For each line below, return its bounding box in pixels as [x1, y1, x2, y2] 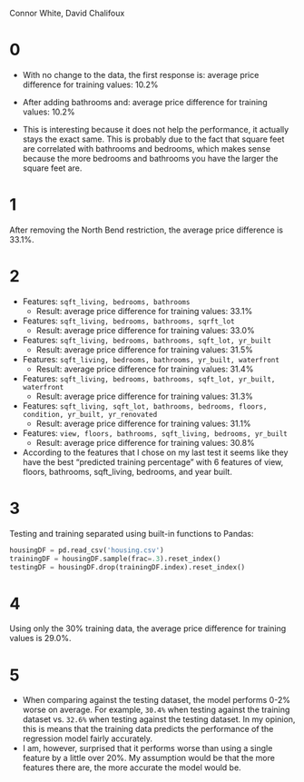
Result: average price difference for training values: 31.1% [35, 418, 251, 429]
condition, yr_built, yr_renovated [22, 410, 158, 419]
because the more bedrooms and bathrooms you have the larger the [22, 153, 279, 163]
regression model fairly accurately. [22, 733, 152, 744]
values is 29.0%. [9, 633, 72, 644]
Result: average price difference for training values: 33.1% [35, 305, 253, 316]
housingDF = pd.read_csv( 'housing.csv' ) [9, 545, 165, 555]
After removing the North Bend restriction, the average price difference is [9, 224, 284, 235]
